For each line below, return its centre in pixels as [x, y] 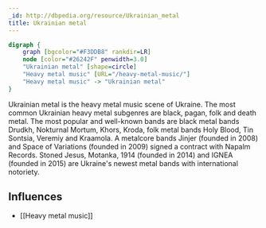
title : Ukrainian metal [48, 23]
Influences [35, 197]
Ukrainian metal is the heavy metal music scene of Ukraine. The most [122, 104]
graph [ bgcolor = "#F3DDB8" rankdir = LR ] [87, 52]
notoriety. [24, 172]
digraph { [25, 44]
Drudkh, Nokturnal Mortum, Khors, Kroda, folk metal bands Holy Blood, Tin [131, 129]
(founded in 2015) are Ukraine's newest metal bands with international [123, 163]
